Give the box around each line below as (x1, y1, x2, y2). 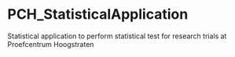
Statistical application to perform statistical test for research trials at (7, 31, 227, 41)
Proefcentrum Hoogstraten (7, 39, 94, 48)
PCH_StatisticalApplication (7, 5, 189, 23)
